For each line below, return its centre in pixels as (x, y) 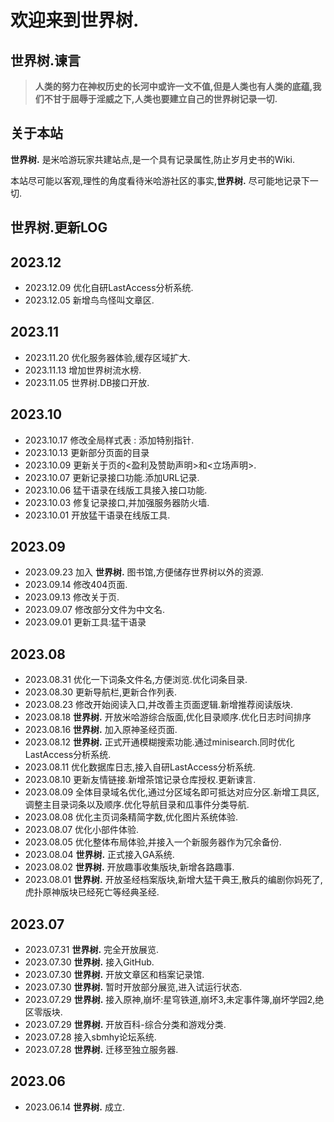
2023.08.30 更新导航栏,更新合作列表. (101, 692)
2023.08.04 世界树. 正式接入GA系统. (99, 855)
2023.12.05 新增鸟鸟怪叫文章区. (89, 300)
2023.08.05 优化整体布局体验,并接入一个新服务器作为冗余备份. (153, 842)
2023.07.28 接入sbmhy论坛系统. (90, 1037)
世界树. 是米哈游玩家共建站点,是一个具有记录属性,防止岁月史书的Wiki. (152, 159)
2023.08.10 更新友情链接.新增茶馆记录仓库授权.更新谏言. (140, 780)
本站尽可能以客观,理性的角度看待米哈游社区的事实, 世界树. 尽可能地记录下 (160, 180)
